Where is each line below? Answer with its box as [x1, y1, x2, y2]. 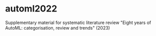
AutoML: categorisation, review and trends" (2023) [5, 24, 110, 30]
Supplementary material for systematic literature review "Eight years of [5, 19, 151, 25]
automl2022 [5, 3, 57, 14]
